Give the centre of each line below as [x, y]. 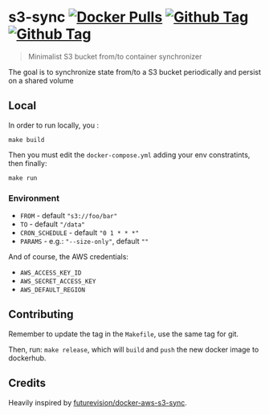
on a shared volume [41, 80]
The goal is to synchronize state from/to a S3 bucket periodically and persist [135, 71]
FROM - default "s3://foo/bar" [69, 216]
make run [23, 178]
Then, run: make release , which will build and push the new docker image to [134, 349]
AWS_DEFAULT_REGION [53, 290]
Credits [27, 383]
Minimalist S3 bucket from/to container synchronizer [115, 56]
